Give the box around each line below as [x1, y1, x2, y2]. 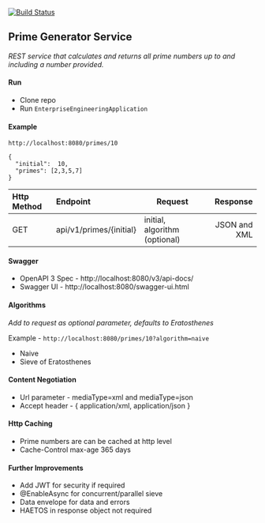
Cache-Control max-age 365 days [19, 445, 132, 454]
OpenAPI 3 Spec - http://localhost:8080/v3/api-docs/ [19, 273, 194, 284]
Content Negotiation [8, 375, 77, 385]
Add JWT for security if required [19, 480, 125, 490]
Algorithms [8, 300, 46, 310]
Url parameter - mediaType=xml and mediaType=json [19, 392, 193, 402]
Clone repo [19, 96, 57, 105]
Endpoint [56, 196, 91, 207]
